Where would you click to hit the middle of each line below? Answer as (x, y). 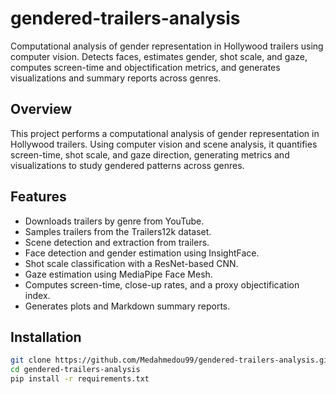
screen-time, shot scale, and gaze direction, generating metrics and (150, 154)
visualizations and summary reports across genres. (116, 78)
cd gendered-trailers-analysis (75, 370)
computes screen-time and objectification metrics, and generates (145, 67)
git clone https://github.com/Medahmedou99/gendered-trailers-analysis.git (171, 360)
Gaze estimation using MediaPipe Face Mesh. (118, 274)
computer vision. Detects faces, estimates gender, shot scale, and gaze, (159, 56)
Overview (41, 109)
